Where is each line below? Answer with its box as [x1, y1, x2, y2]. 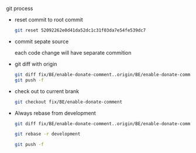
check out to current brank [14, 87, 80, 95]
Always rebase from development [14, 109, 97, 116]
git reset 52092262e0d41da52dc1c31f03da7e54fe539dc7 [14, 27, 146, 33]
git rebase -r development [14, 131, 81, 137]
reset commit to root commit [14, 16, 83, 23]
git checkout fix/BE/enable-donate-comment [14, 99, 123, 105]
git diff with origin [14, 61, 57, 67]
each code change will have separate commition [14, 49, 132, 56]
